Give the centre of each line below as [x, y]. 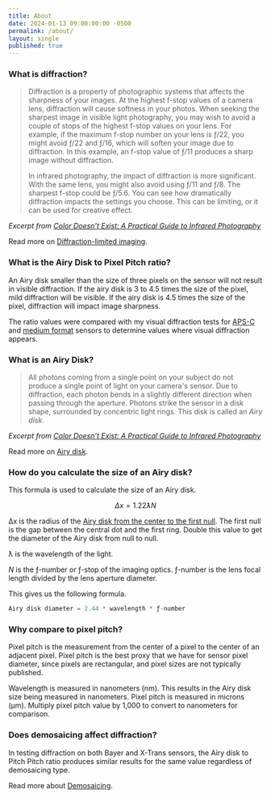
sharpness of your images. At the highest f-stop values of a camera [140, 100]
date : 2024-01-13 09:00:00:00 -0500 [70, 23]
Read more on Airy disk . [48, 451]
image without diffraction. [71, 160]
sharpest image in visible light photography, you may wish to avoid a [142, 117]
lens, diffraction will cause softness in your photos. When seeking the [144, 109]
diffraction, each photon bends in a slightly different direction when [140, 395]
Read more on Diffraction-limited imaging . [78, 241]
